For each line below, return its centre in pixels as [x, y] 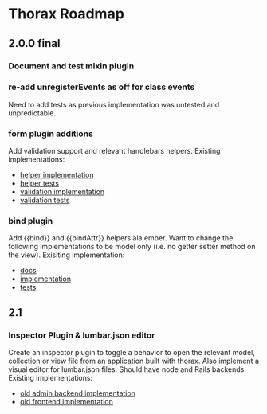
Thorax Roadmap [67, 14]
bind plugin [31, 221]
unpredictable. [32, 113]
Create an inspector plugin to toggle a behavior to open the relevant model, [132, 353]
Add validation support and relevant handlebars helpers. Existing [114, 151]
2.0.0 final [34, 43]
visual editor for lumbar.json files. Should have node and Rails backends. [128, 369]
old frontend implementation [66, 402]
